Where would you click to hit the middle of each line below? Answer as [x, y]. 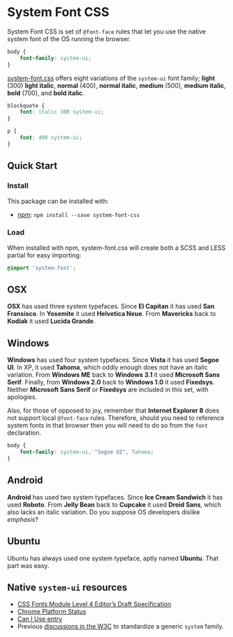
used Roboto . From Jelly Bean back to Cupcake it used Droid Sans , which [114, 504]
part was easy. [29, 565]
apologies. [22, 397]
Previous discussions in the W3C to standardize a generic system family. [120, 627]
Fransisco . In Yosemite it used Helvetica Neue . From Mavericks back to [112, 314]
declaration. [24, 433]
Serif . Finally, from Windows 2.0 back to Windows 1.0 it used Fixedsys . [111, 382]
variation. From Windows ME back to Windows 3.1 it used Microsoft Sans [114, 375]
